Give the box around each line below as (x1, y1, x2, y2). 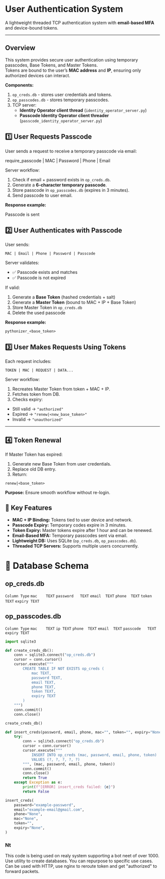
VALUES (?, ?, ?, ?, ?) (31, 757, 80, 762)
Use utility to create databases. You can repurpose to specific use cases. (5, 858, 153, 864)
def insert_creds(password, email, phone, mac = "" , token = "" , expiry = (5, 730, 151, 734)
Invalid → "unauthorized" (12, 416, 63, 422)
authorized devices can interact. (5, 72, 70, 78)
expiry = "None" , (14, 825, 45, 830)
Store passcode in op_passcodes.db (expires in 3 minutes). (12, 187, 130, 193)
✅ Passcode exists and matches (12, 269, 78, 275)
